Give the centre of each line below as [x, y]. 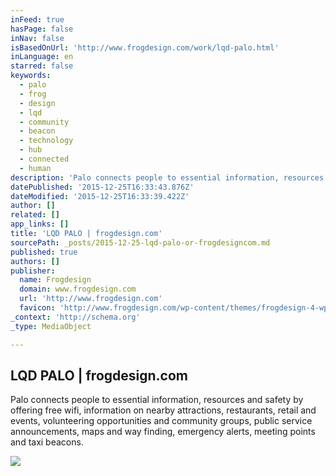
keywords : [31, 76]
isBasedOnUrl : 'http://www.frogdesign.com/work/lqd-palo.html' [145, 47]
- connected [44, 159]
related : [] [35, 215]
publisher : [33, 271]
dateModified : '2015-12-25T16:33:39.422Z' [100, 196]
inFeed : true [37, 19]
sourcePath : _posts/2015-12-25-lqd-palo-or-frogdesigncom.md [140, 242]
